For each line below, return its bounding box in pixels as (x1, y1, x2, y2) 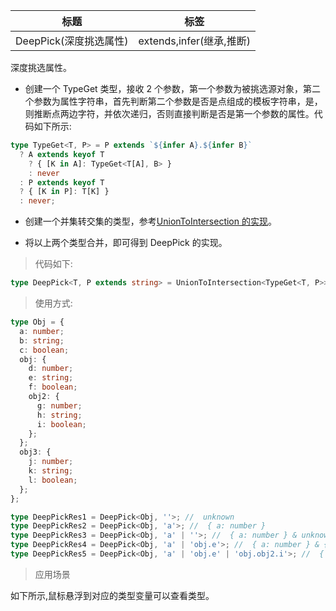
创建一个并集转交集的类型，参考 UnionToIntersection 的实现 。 (24, 215, 277, 228)
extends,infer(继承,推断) (138, 34, 251, 48)
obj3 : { (19, 447, 52, 458)
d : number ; (28, 364, 74, 374)
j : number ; (28, 457, 74, 467)
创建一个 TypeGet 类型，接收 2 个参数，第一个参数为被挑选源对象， (24, 83, 304, 94)
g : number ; (36, 400, 83, 411)
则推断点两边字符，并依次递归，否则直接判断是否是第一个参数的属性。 (24, 108, 315, 119)
